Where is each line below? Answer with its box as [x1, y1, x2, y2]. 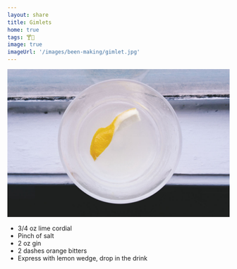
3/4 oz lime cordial [17, 224, 73, 232]
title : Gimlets [7, 18, 52, 26]
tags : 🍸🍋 [7, 34, 35, 41]
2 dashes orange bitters [17, 246, 87, 255]
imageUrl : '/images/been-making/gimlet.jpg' [7, 49, 140, 56]
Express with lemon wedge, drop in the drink [17, 254, 148, 262]
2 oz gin [17, 239, 42, 247]
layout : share [7, 11, 49, 18]
